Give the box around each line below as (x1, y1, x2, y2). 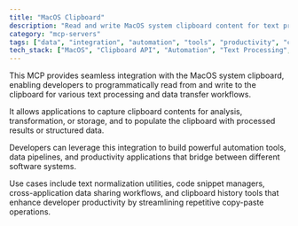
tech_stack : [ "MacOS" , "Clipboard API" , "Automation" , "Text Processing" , (9, 46, 292, 55)
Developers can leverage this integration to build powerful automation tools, (9, 143, 286, 153)
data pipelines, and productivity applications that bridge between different (9, 152, 280, 162)
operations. (9, 207, 51, 217)
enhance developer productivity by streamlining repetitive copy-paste (9, 197, 264, 208)
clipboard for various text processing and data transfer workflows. (9, 90, 251, 100)
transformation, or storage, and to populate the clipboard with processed (9, 116, 276, 127)
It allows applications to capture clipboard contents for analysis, (9, 106, 243, 117)
